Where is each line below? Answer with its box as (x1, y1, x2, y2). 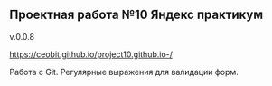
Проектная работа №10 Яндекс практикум (9, 7, 264, 23)
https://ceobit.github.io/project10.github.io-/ (9, 49, 174, 60)
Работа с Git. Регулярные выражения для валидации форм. (9, 66, 239, 77)
